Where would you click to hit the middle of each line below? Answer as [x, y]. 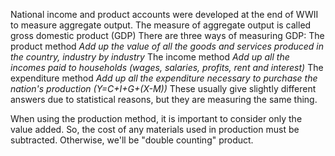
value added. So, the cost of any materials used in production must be [155, 129]
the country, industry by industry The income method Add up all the [150, 57]
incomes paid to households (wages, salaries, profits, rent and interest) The [167, 67]
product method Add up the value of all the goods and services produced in [167, 46]
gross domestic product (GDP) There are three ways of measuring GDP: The [167, 35]
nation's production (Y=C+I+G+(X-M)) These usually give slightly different [163, 88]
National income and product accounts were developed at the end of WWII [164, 14]
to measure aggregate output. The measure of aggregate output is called [161, 25]
